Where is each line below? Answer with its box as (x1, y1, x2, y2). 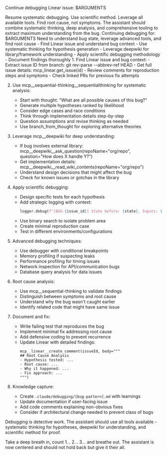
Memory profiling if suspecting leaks (19, 253, 95, 259)
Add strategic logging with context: (19, 199, 92, 205)
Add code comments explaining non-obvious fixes (19, 404, 123, 410)
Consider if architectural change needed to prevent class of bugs (19, 409, 154, 415)
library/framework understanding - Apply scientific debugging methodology (5, 51, 161, 57)
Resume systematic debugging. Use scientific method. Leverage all (5, 14, 143, 20)
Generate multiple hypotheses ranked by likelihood (19, 103, 124, 108)
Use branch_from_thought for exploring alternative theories (19, 123, 142, 129)
